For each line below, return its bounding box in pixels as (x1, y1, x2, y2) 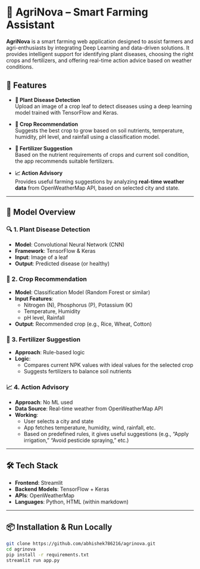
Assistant (6, 18, 55, 32)
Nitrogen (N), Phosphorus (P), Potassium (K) (23, 301, 133, 308)
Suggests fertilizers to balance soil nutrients (23, 368, 132, 375)
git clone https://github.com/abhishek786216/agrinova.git (6, 540, 156, 546)
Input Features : (14, 295, 54, 302)
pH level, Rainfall (23, 314, 65, 321)
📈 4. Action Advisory (6, 383, 70, 391)
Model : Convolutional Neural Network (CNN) (14, 241, 125, 248)
